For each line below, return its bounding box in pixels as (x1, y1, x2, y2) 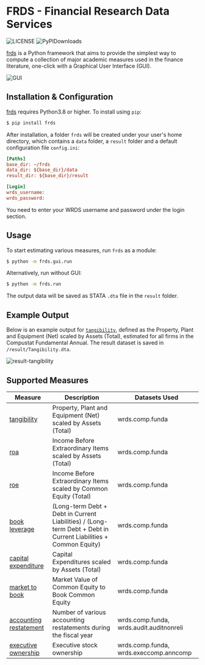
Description (64, 393, 99, 401)
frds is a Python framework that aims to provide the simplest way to (6, 49, 176, 56)
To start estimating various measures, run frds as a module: (6, 246, 157, 254)
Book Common (52, 591, 95, 599)
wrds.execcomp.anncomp (117, 649, 192, 657)
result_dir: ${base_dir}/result (6, 173, 88, 179)
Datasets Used (134, 393, 179, 401)
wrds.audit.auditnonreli (117, 623, 184, 631)
